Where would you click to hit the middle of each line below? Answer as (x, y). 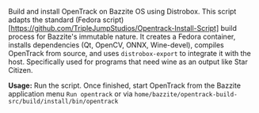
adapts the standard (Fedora (55, 20)
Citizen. (21, 70)
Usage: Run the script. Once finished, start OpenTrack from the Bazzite (125, 85)
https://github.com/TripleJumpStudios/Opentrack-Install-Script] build (124, 28)
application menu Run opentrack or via (70, 94)
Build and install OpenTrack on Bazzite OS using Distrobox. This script (122, 11)
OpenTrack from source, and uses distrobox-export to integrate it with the (129, 53)
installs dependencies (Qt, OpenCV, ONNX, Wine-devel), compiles (116, 45)
